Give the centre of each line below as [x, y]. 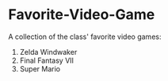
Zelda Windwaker [48, 52]
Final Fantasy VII [46, 60]
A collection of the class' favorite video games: [85, 37]
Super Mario [40, 68]
